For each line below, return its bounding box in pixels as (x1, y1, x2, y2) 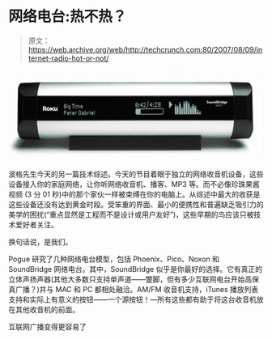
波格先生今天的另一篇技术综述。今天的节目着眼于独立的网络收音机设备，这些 (8, 169, 264, 179)
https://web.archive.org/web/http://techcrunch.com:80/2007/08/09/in (28, 44, 263, 54)
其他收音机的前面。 (15, 305, 79, 315)
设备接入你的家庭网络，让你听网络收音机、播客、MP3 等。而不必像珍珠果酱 (8, 180, 261, 189)
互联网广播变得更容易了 (8, 322, 87, 332)
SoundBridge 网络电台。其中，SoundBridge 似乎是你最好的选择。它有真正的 (8, 265, 263, 274)
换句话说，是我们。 (8, 237, 73, 247)
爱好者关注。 (15, 220, 58, 230)
